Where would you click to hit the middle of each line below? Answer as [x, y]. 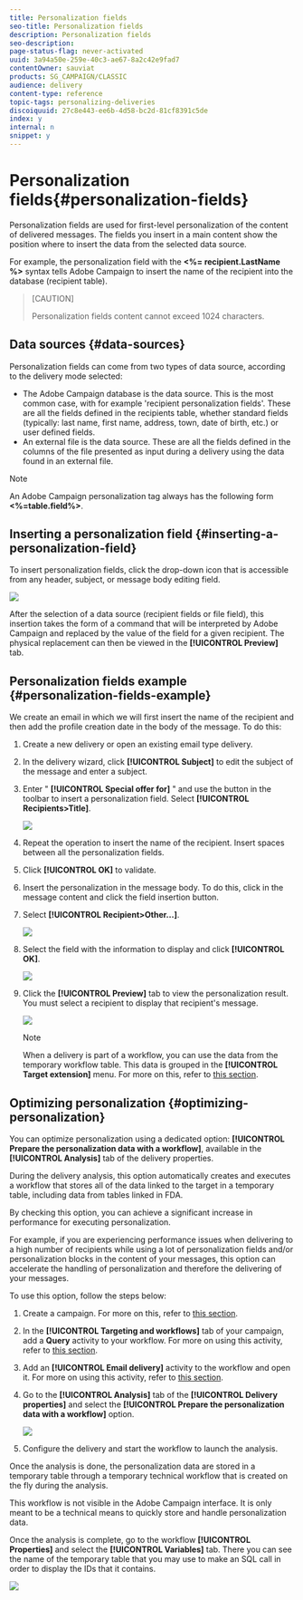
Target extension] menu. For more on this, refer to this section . [141, 1075]
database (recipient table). [59, 281]
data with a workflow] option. [78, 1414]
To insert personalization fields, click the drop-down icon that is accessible [149, 570]
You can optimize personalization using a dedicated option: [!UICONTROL [147, 1139]
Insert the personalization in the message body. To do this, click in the [153, 888]
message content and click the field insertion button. [121, 897]
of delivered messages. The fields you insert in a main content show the [143, 234]
